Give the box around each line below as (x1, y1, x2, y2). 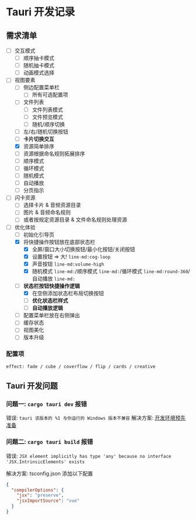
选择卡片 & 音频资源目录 (23, 202, 81, 209)
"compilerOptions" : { (11, 487, 64, 493)
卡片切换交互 (23, 135, 54, 142)
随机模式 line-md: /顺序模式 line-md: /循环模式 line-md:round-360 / (32, 267, 190, 274)
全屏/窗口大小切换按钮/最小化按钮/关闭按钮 (32, 246, 136, 253)
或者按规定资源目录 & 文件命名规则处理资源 (23, 216, 128, 223)
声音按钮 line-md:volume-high (32, 260, 104, 267)
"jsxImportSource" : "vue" (16, 498, 80, 504)
